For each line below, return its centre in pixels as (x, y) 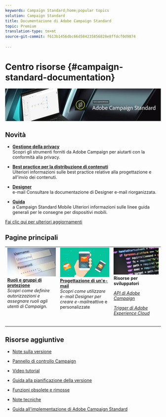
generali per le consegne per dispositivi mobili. (60, 212)
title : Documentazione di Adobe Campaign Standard (58, 21)
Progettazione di (78, 280)
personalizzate (75, 307)
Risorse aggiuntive (35, 339)
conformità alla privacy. (36, 157)
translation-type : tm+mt (31, 31)
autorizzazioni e (24, 296)
